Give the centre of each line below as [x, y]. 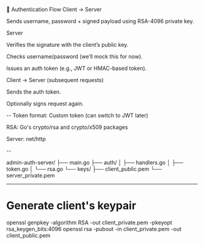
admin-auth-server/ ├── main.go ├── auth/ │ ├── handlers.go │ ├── [95, 162]
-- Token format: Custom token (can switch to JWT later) [77, 115]
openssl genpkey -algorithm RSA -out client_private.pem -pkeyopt [89, 223]
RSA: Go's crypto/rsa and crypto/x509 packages [67, 127]
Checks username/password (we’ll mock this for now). [74, 57]
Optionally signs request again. [45, 104]
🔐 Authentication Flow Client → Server [54, 9]
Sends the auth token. [34, 92]
